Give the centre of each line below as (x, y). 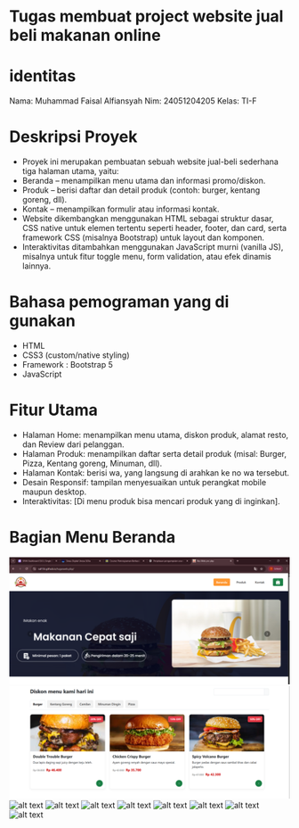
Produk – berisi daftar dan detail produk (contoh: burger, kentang (141, 190)
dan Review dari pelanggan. (73, 444)
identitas (43, 76)
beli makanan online (85, 35)
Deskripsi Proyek (73, 137)
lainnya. (36, 266)
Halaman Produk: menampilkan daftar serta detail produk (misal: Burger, (154, 453)
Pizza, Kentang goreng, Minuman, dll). (92, 463)
